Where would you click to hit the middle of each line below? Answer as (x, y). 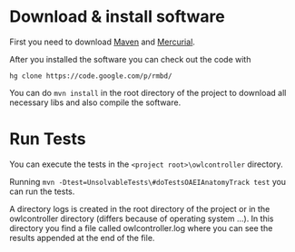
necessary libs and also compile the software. (95, 102)
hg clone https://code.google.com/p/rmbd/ (91, 76)
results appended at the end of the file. (82, 237)
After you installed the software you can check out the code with (130, 59)
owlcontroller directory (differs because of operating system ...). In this (142, 218)
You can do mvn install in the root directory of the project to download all (148, 92)
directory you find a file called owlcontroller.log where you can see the (141, 228)
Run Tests (48, 139)
